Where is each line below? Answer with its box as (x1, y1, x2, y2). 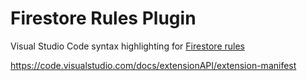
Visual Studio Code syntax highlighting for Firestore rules (10, 40, 245, 52)
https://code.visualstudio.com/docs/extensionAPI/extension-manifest (10, 59, 297, 71)
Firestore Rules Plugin (10, 7, 197, 30)
